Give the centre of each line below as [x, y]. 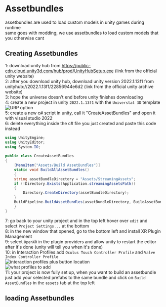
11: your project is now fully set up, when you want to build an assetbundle [81, 272]
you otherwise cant [25, 38]
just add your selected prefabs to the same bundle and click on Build [75, 277]
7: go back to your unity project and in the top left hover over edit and [76, 220]
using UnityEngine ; [25, 137]
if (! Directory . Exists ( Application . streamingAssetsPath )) [75, 183]
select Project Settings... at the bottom [47, 226]
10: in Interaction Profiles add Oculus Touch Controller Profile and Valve [80, 252]
